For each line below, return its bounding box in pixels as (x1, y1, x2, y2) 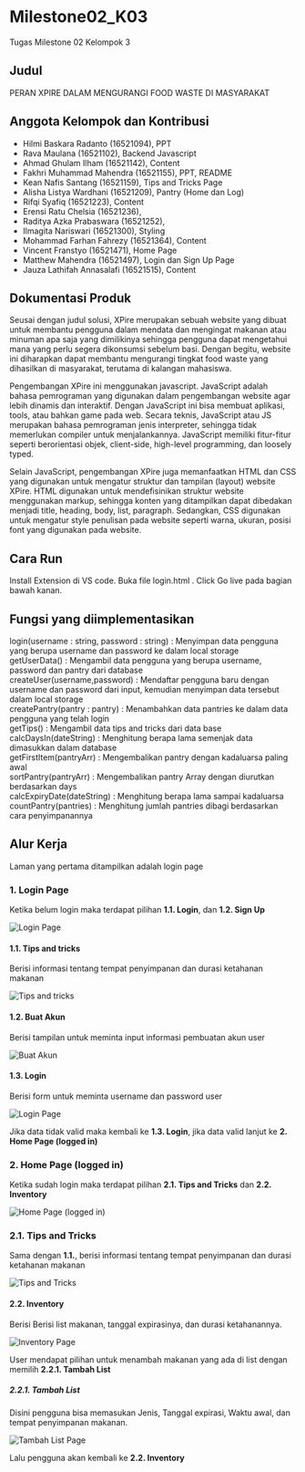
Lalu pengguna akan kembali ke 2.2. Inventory (9, 1453, 185, 1464)
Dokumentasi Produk (9, 290, 132, 306)
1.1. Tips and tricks (9, 943, 81, 954)
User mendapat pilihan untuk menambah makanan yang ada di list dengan (9, 1353, 289, 1365)
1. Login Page (9, 883, 69, 896)
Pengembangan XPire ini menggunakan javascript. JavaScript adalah (9, 381, 269, 391)
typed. (9, 449, 35, 460)
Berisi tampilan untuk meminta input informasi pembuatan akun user (9, 1031, 266, 1042)
